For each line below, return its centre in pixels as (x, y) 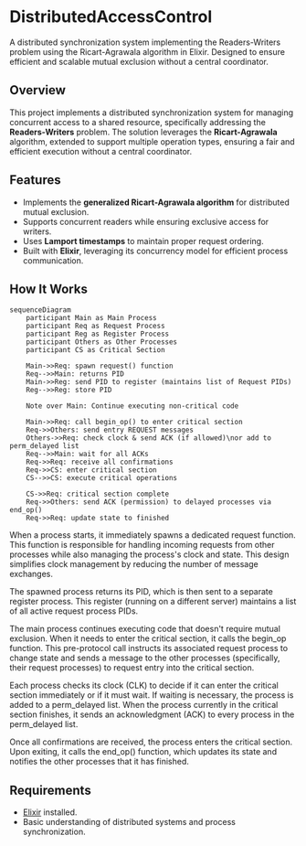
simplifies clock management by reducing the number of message (134, 564)
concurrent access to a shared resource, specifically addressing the (138, 122)
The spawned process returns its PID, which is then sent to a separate (142, 592)
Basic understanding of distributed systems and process (129, 822)
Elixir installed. (50, 812)
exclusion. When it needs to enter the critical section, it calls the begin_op (148, 638)
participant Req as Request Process (96, 327)
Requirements (50, 790)
